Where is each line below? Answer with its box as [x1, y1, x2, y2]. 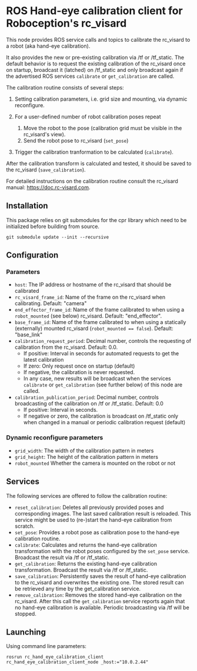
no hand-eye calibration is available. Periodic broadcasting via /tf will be [14, 604, 189, 611]
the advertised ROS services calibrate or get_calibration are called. [6, 72, 175, 80]
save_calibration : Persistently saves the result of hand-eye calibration [14, 573, 186, 580]
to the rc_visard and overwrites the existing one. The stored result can [14, 579, 184, 586]
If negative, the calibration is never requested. [23, 369, 135, 376]
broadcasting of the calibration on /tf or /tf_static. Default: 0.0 [14, 400, 163, 407]
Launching [6, 627, 46, 637]
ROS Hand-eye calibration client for [6, 4, 183, 18]
